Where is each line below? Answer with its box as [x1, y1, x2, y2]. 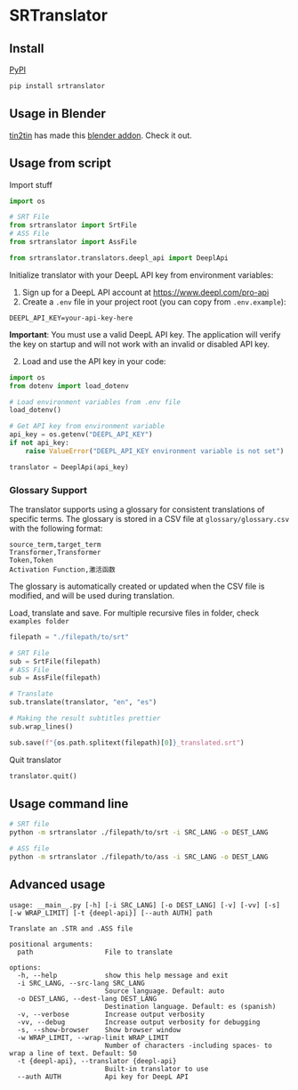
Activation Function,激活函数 [9, 565, 116, 574]
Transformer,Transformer [9, 548, 101, 557]
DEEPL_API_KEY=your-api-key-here [9, 313, 133, 322]
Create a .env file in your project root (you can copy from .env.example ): [21, 296, 286, 307]
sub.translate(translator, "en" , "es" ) [9, 698, 157, 707]
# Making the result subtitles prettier [9, 714, 162, 723]
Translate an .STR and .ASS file [9, 923, 133, 933]
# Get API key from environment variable [9, 422, 165, 431]
